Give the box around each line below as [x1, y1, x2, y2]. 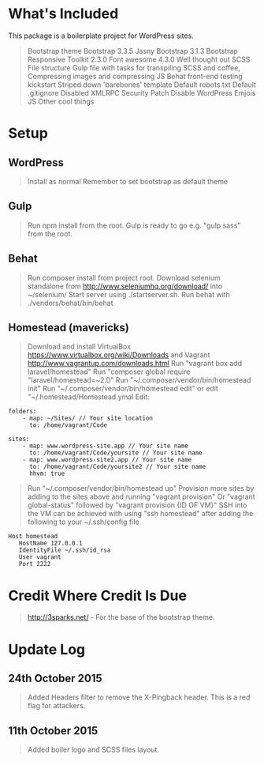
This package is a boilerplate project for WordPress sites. [8, 31, 195, 40]
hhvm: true [28, 470, 65, 478]
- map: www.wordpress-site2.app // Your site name [22, 456, 192, 464]
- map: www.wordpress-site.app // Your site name [22, 442, 189, 451]
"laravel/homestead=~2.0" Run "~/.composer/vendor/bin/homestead [27, 375, 251, 385]
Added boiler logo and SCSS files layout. [27, 745, 160, 755]
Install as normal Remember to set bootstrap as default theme [27, 176, 229, 186]
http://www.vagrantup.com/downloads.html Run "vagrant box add [27, 359, 243, 368]
